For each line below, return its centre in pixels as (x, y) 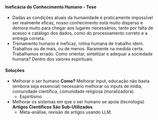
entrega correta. (29, 39)
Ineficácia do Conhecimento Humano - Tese (51, 7)
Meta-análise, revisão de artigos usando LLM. (66, 112)
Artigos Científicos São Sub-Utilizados (52, 107)
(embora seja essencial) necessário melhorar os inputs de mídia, (77, 86)
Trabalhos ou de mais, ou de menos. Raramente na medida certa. (78, 49)
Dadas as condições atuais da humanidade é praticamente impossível (82, 18)
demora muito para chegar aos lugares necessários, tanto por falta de (83, 28)
